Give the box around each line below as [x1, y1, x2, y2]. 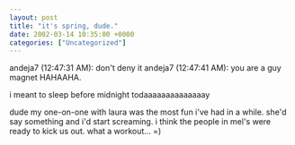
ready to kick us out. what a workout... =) [9, 126, 162, 137]
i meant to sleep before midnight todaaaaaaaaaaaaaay [9, 90, 210, 100]
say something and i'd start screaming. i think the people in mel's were [9, 116, 272, 127]
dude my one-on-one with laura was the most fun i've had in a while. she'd [9, 107, 287, 117]
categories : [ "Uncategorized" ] [9, 38, 127, 47]
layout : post [9, 13, 58, 22]
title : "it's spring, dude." [9, 21, 119, 30]
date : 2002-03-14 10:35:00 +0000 [9, 30, 135, 38]
